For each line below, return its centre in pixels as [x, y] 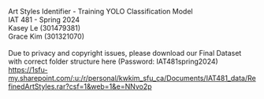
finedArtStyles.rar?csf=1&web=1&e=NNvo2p [80, 86]
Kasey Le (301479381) [45, 28]
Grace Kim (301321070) [46, 36]
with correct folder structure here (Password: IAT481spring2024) [113, 61]
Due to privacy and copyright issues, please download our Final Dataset [125, 53]
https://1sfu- [28, 70]
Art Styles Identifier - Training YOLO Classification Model [100, 11]
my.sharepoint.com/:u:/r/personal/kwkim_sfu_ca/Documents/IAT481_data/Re [132, 78]
